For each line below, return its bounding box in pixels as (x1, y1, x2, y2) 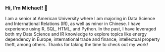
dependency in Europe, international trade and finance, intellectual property (5, 36, 160, 42)
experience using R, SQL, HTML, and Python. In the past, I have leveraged (5, 26, 157, 32)
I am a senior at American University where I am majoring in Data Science (5, 16, 155, 22)
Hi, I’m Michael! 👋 (5, 4, 48, 11)
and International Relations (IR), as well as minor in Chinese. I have (5, 21, 141, 26)
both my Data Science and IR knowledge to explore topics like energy (5, 31, 147, 37)
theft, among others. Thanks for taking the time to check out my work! (5, 42, 148, 48)
